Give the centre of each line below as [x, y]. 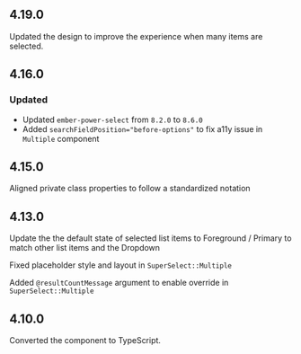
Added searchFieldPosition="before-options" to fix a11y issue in [142, 128]
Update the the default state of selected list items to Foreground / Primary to [150, 238]
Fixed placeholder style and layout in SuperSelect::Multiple [120, 265]
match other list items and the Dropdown [84, 248]
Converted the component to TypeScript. [85, 340]
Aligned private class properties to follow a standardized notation [130, 189]
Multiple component [61, 138]
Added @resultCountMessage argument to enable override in [119, 283]
